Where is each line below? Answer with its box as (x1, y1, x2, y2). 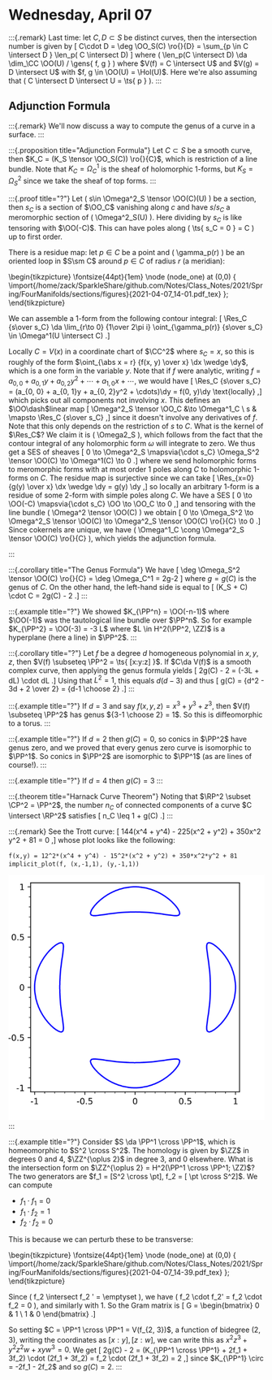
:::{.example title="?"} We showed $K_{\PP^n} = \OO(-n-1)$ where (8, 606, 230, 616)
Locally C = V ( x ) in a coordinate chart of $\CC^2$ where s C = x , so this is (8, 347, 255, 358)
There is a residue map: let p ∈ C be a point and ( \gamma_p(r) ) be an (8, 248, 245, 258)
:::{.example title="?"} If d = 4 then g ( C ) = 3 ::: (8, 775, 163, 785)
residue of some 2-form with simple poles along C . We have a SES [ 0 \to (8, 490, 253, 500)
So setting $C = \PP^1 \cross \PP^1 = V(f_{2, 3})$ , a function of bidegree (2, (8, 1325, 261, 1334)
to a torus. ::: (8, 718, 51, 728)
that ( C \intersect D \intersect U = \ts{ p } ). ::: (8, 76, 162, 85)
